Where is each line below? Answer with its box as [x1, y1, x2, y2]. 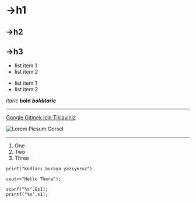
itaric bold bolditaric [6, 97, 57, 104]
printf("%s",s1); [6, 191, 48, 198]
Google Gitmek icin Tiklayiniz [6, 114, 76, 121]
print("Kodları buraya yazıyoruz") [6, 166, 93, 172]
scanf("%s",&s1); [6, 187, 48, 192]
